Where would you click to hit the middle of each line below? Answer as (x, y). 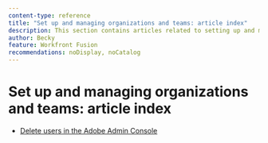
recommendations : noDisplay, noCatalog (75, 52)
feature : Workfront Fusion (53, 45)
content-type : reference (49, 15)
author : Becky (32, 38)
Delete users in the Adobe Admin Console (89, 130)
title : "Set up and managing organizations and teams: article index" (128, 23)
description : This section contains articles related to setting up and (132, 30)
